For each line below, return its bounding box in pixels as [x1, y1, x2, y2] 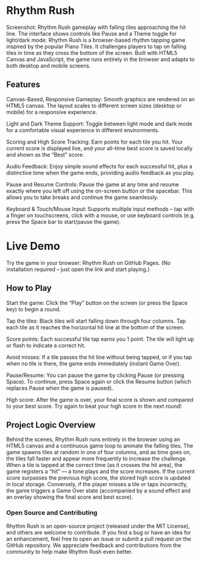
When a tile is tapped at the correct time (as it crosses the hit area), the [6, 461, 183, 469]
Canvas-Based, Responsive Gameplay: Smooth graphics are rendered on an [6, 95, 195, 103]
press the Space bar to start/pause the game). [6, 218, 121, 225]
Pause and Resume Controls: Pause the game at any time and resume [6, 180, 179, 188]
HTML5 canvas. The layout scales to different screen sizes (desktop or [6, 102, 182, 109]
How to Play [6, 283, 52, 293]
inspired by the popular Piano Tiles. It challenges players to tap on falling [6, 43, 187, 50]
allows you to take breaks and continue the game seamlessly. [6, 194, 158, 201]
